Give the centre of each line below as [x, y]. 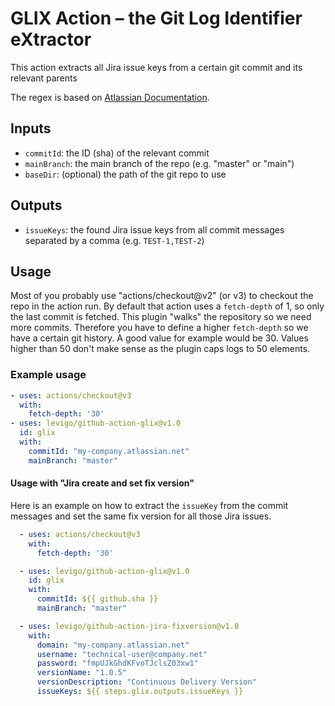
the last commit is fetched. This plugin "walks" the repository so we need [161, 317]
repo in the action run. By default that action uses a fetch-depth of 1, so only [167, 306]
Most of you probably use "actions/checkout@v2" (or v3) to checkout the [162, 296]
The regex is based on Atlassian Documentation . [110, 97]
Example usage [48, 375]
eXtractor [51, 39]
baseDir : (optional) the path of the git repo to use [125, 174]
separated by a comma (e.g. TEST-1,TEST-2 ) [114, 240]
